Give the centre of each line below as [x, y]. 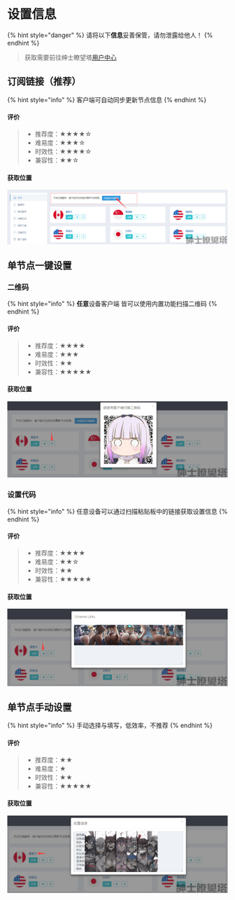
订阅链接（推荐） [44, 82]
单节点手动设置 [40, 707]
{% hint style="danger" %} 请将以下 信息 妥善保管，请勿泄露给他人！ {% [110, 35]
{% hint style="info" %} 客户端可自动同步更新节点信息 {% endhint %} [107, 99]
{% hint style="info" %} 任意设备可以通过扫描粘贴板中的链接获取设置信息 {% [118, 511]
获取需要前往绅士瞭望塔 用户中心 [70, 57]
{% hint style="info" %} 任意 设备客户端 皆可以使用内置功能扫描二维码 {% [112, 304]
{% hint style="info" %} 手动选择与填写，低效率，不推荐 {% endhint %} [110, 726]
